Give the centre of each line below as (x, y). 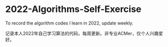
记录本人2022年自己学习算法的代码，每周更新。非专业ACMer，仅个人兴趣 (82, 33)
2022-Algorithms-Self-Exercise (73, 9)
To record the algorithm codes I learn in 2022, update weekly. (69, 23)
